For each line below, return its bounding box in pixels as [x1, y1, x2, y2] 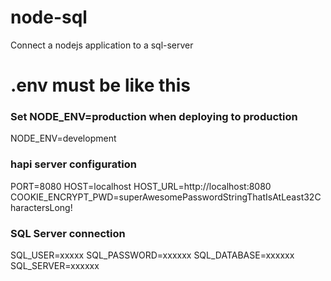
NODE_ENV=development [10, 132, 117, 145]
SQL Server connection [10, 226, 126, 240]
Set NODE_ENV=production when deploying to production [10, 110, 298, 124]
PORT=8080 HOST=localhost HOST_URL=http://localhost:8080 [10, 180, 272, 192]
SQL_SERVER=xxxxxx [10, 260, 100, 272]
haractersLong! [10, 201, 73, 213]
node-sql [10, 6, 88, 29]
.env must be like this [10, 74, 192, 97]
